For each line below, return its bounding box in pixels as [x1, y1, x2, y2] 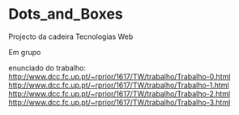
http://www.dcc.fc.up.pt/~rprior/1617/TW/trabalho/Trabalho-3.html [8, 97, 231, 107]
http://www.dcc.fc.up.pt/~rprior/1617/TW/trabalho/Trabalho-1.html [8, 80, 229, 90]
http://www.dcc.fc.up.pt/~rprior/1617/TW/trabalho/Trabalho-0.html [8, 71, 231, 81]
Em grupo [8, 47, 41, 57]
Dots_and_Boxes [8, 5, 123, 23]
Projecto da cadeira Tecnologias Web [8, 32, 134, 41]
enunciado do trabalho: [8, 62, 87, 73]
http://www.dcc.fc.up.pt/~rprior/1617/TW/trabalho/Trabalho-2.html [8, 88, 231, 98]
